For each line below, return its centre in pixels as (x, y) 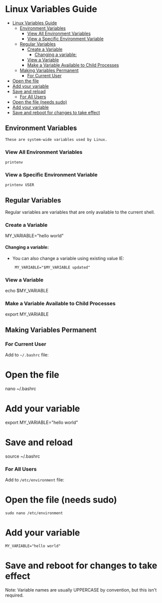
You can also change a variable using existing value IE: (68, 258)
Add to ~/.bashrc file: (27, 355)
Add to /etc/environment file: (35, 480)
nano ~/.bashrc (21, 389)
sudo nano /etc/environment (34, 513)
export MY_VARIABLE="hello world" (42, 422)
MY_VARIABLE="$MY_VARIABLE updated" (53, 267)
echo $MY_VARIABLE (27, 290)
